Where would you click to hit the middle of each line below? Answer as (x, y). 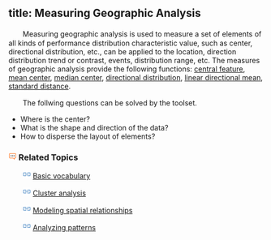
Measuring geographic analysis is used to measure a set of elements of (142, 34)
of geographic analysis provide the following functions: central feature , (127, 69)
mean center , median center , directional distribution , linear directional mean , (136, 77)
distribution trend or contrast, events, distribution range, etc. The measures (134, 60)
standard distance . (40, 86)
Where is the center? (55, 119)
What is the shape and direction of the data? (94, 127)
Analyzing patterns (64, 228)
